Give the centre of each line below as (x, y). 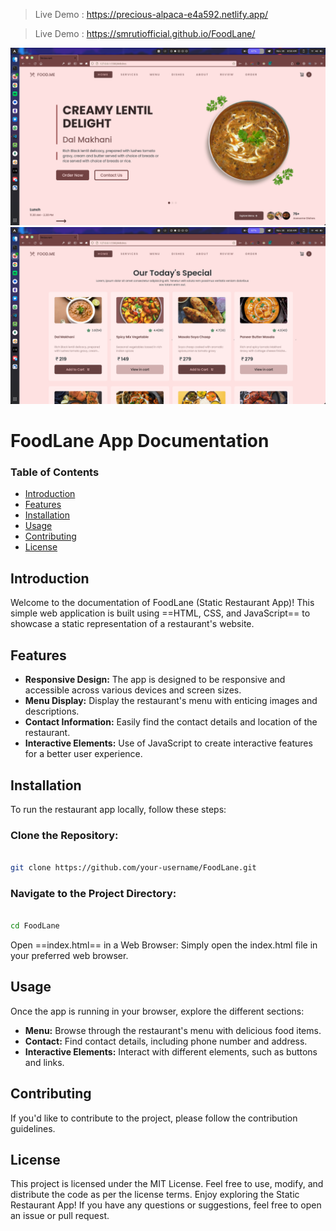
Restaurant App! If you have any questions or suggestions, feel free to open (166, 1205)
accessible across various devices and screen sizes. (133, 690)
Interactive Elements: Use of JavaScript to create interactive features (168, 743)
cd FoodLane (35, 926)
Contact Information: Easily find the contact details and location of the (171, 722)
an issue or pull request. (60, 1216)
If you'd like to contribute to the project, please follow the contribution (154, 1118)
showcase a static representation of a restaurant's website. (132, 624)
